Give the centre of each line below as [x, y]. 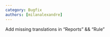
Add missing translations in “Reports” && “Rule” [55, 29]
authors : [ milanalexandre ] [34, 15]
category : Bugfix [24, 10]
